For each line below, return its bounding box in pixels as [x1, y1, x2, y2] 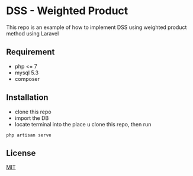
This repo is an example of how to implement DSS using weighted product [6, 24, 187, 31]
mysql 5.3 [14, 69, 39, 76]
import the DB [14, 114, 49, 122]
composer [14, 75, 40, 82]
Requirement [6, 47, 55, 57]
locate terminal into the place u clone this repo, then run [14, 120, 152, 128]
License [6, 148, 36, 158]
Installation [6, 93, 49, 103]
